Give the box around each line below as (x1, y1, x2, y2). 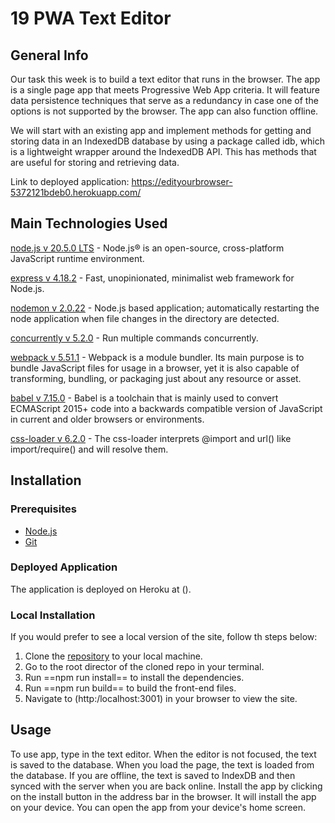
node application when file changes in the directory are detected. (10, 312, 280, 324)
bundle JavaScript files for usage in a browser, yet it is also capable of (10, 362, 300, 374)
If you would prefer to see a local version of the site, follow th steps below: (10, 631, 318, 643)
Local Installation (10, 608, 96, 622)
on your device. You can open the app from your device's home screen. (10, 801, 306, 813)
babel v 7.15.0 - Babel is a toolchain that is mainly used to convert (10, 392, 279, 404)
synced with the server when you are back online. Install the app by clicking (10, 780, 323, 792)
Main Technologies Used (10, 215, 168, 232)
